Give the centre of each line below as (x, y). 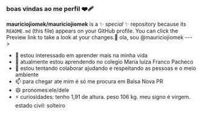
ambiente (27, 75)
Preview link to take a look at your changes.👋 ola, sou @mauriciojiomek (95, 37)
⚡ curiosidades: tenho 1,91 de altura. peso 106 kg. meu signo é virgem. (103, 97)
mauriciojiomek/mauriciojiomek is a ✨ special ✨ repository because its (96, 24)
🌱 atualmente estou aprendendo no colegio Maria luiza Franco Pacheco (104, 62)
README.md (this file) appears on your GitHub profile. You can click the (92, 31)
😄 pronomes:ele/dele (42, 90)
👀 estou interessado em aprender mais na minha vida (81, 55)
